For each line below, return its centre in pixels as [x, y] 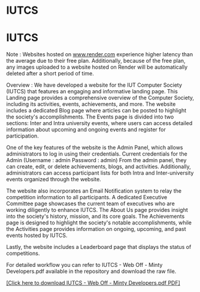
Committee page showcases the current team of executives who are [90, 203]
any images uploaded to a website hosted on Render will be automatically [97, 67]
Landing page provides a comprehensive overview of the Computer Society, [100, 98]
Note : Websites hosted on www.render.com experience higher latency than [100, 54]
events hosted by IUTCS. [37, 235]
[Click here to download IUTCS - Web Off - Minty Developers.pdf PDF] [93, 283]
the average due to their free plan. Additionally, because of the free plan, [96, 61]
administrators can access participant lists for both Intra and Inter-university [100, 173]
